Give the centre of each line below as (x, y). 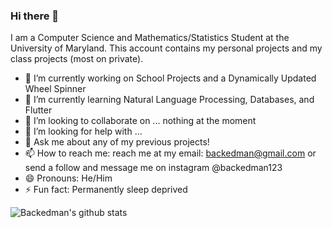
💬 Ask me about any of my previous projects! (117, 142)
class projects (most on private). (77, 59)
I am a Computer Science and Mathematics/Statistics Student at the (150, 38)
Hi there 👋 (35, 16)
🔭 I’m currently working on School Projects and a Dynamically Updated (170, 78)
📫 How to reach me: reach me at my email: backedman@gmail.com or (170, 153)
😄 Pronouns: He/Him (68, 178)
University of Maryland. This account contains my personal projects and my (166, 48)
